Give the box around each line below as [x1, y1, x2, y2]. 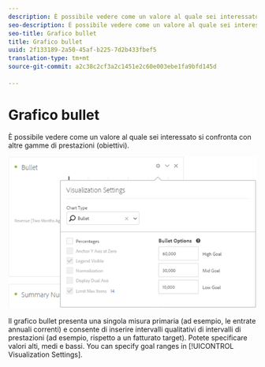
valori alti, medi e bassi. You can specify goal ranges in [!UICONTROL [8, 341, 234, 350]
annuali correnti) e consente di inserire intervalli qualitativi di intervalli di [8, 324, 241, 334]
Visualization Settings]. [8, 350, 83, 359]
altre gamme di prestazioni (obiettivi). [8, 140, 130, 150]
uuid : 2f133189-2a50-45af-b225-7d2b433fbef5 [8, 46, 157, 54]
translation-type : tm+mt [8, 54, 90, 62]
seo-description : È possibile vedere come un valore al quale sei [8, 21, 231, 29]
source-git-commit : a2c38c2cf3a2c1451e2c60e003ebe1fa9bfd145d [8, 63, 217, 71]
